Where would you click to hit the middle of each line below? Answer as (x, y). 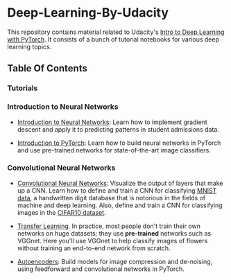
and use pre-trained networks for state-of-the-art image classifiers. (114, 150)
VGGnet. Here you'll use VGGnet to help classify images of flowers (112, 240)
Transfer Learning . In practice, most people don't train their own (109, 226)
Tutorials (23, 88)
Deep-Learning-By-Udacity (88, 13)
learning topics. (29, 46)
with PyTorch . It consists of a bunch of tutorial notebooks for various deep (113, 39)
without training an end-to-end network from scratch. (94, 248)
